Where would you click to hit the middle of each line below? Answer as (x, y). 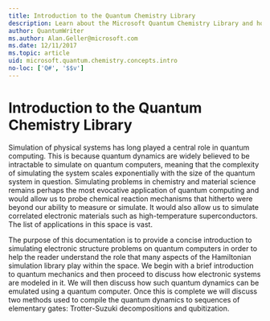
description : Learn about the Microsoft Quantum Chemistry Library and (131, 23)
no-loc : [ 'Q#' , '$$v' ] (46, 68)
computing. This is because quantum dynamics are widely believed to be (129, 156)
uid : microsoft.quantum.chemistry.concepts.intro (93, 61)
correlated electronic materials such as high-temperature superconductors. (133, 216)
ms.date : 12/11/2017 (43, 46)
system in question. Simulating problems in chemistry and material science (132, 181)
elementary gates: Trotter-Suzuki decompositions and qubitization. (119, 308)
